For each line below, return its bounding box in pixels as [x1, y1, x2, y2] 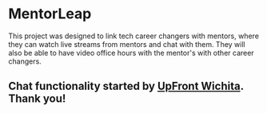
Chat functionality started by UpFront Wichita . [8, 80, 244, 93]
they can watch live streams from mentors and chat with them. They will [8, 39, 245, 49]
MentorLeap [8, 5, 92, 23]
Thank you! [8, 92, 66, 106]
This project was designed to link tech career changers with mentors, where [8, 31, 260, 41]
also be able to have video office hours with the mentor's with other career [8, 48, 254, 57]
